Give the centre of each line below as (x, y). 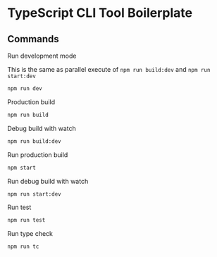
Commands (33, 39)
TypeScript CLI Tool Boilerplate (100, 13)
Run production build (38, 155)
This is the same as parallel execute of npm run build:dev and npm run (109, 69)
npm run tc (23, 247)
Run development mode (42, 56)
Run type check (30, 234)
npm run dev (25, 89)
